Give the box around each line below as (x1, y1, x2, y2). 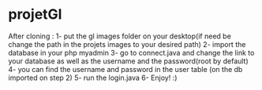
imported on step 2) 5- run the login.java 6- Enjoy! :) (8, 73, 178, 82)
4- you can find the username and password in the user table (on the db (8, 64, 243, 74)
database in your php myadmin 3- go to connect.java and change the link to (8, 48, 255, 57)
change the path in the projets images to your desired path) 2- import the (8, 39, 246, 49)
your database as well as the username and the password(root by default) (8, 56, 249, 66)
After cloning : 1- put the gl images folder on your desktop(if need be (8, 31, 231, 41)
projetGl (8, 5, 62, 23)
